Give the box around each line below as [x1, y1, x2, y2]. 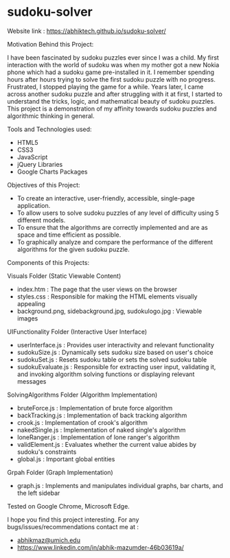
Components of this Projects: [7, 258, 90, 266]
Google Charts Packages [16, 167, 88, 176]
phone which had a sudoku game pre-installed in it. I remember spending [7, 68, 215, 76]
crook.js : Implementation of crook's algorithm [16, 418, 148, 426]
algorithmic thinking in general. [7, 111, 95, 120]
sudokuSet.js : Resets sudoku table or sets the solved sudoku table [16, 355, 207, 364]
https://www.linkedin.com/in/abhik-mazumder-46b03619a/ [16, 543, 184, 551]
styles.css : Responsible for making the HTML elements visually [16, 292, 198, 301]
